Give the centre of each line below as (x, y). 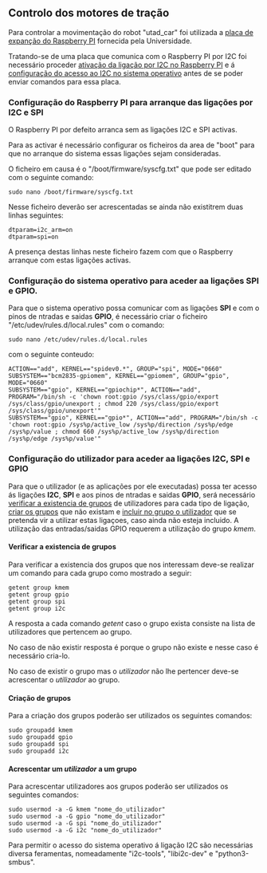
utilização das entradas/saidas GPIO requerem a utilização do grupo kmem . (132, 529)
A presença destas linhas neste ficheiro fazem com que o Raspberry (121, 252)
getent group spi (37, 601)
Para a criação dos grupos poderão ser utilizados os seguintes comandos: (130, 716)
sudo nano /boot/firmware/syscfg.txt (71, 192)
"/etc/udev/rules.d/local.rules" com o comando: (86, 325)
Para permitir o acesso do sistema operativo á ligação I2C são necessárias (131, 845)
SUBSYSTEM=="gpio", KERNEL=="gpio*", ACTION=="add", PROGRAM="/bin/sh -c (133, 418)
